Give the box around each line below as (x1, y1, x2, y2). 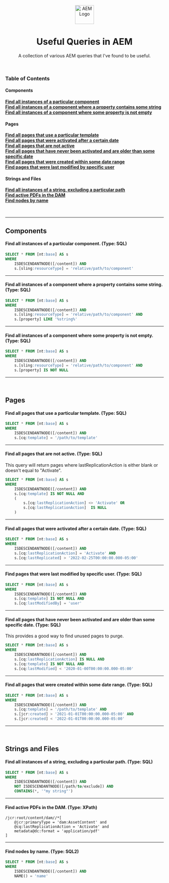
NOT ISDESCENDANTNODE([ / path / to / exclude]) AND (14, 784, 114, 789)
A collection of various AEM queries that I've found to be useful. (18, 52, 151, 58)
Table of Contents (5, 75, 50, 82)
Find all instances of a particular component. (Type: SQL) (5, 241, 127, 247)
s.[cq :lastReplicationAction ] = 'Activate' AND (14, 551, 116, 556)
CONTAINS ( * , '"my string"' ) (14, 789, 73, 794)
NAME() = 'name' (14, 873, 49, 879)
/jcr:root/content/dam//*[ (5, 816, 62, 821)
